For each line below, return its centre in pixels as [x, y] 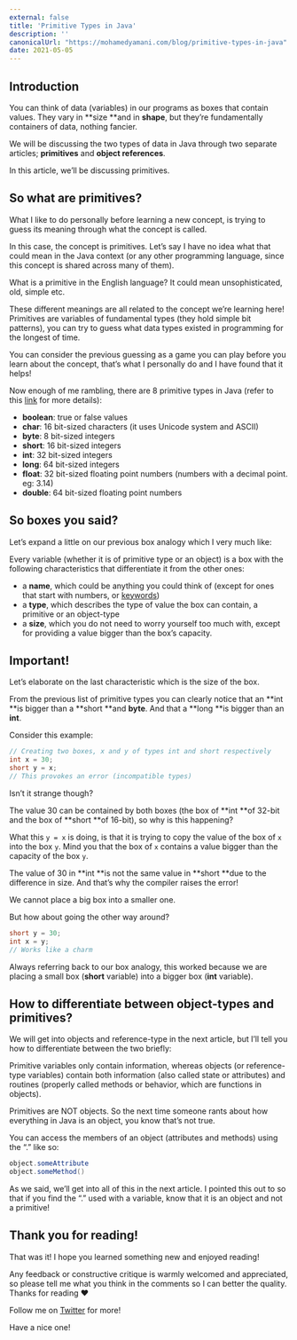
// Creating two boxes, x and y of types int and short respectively [141, 752]
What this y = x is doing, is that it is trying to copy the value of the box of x [145, 837]
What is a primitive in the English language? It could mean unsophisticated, [146, 282]
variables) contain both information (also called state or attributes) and [156, 1076]
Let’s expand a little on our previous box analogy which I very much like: [141, 541]
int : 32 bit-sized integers [67, 454]
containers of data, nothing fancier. [73, 126]
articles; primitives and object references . [87, 153]
